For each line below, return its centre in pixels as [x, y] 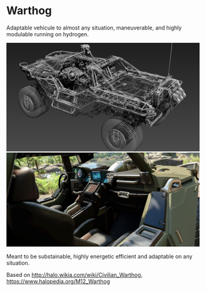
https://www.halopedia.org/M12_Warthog [58, 281]
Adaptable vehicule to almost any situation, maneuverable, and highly [94, 28]
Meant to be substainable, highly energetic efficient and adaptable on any [100, 257]
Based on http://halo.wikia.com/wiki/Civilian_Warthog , [74, 275]
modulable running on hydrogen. [48, 34]
